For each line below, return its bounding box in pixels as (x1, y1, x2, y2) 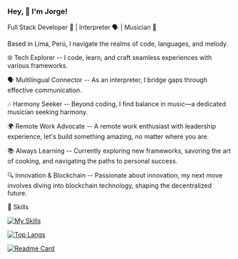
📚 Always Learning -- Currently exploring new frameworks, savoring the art (7, 146, 232, 156)
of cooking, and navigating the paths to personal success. (7, 157, 178, 166)
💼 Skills (7, 203, 29, 211)
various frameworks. (7, 61, 68, 70)
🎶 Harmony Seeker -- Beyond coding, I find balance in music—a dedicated (7, 100, 227, 108)
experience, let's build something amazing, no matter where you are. (7, 132, 209, 141)
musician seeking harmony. (7, 108, 88, 116)
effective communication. (7, 86, 82, 95)
